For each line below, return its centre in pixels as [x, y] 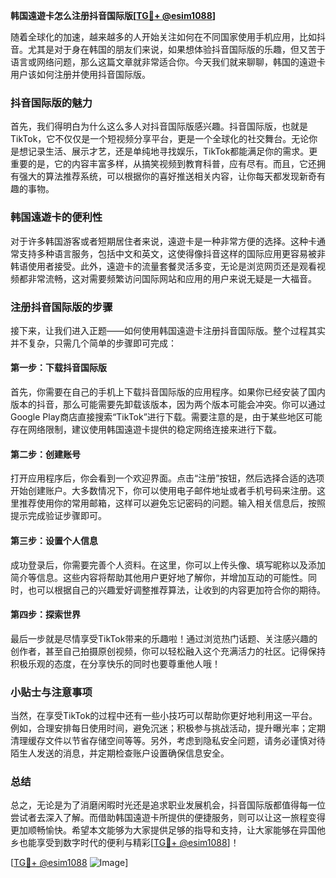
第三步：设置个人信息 [54, 540]
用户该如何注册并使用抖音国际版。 [80, 74]
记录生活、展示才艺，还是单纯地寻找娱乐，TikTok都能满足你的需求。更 [172, 151]
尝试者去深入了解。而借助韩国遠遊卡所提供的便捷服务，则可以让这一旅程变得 [168, 818]
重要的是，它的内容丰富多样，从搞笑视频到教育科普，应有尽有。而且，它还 [163, 164]
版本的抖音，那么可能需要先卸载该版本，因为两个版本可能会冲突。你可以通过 [168, 405]
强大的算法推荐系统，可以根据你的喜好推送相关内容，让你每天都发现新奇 [167, 176]
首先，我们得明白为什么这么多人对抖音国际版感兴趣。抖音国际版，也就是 [159, 126]
